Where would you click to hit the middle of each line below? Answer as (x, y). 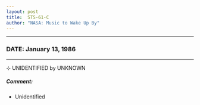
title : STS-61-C (28, 17)
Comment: (20, 82)
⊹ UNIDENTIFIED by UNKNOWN (46, 68)
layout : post (22, 12)
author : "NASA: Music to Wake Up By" (53, 23)
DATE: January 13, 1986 (41, 50)
